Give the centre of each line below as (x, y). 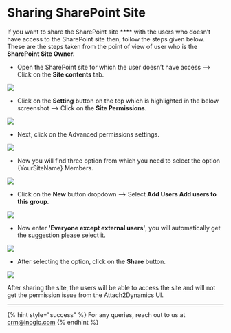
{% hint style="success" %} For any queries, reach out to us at (96, 314)
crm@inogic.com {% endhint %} (53, 322)
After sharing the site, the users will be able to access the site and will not (111, 287)
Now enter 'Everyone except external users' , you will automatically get (119, 228)
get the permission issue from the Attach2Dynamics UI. (85, 295)
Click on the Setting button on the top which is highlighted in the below (118, 101)
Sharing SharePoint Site (76, 13)
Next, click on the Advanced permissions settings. (88, 134)
